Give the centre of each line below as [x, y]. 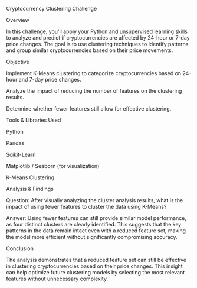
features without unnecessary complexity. [57, 279]
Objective [18, 62]
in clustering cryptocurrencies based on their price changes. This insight [94, 266]
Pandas [15, 143]
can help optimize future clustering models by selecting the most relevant [96, 272]
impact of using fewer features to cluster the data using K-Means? [86, 207]
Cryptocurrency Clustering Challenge [52, 9]
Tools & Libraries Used [34, 120]
